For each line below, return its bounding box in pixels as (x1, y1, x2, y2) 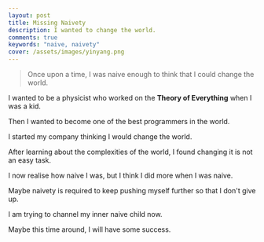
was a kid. (8, 101, 42, 111)
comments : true (8, 33, 58, 42)
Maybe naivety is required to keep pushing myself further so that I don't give (8, 186, 256, 195)
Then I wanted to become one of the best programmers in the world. (8, 117, 230, 126)
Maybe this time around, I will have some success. (8, 225, 171, 234)
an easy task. (8, 156, 52, 165)
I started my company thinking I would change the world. (8, 132, 192, 141)
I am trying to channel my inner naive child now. (8, 210, 163, 218)
